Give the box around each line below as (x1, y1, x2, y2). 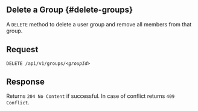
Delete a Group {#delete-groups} (6, 5, 133, 15)
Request (6, 44, 39, 55)
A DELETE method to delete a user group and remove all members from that (6, 20, 192, 28)
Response (6, 77, 45, 87)
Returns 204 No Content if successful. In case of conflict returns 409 (6, 92, 175, 100)
